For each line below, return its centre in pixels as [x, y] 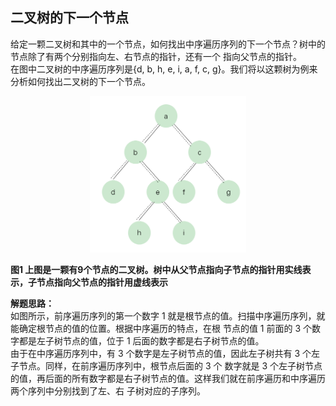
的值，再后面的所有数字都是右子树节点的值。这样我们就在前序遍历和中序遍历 [168, 378]
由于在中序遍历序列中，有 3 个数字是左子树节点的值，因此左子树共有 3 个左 [165, 353]
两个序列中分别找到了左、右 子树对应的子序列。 [108, 390]
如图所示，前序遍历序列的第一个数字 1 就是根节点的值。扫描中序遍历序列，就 [168, 315]
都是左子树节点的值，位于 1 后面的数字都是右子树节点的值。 [141, 340]
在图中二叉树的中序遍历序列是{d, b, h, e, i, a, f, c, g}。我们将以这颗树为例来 [164, 69]
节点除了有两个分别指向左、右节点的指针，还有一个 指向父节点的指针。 [156, 56]
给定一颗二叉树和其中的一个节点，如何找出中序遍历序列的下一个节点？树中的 [168, 44]
